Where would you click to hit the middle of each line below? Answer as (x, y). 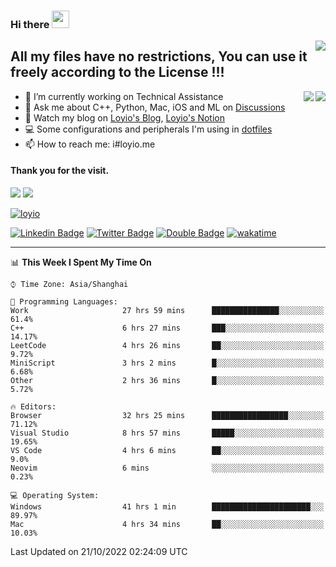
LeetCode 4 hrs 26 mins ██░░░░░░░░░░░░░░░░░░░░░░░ (167, 345)
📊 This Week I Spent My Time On (81, 262)
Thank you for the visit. (60, 171)
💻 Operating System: (55, 495)
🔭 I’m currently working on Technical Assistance (124, 96)
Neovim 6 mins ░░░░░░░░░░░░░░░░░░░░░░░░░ (167, 468)
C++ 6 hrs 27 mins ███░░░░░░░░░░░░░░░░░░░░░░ (167, 328)
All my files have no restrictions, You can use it (159, 56)
